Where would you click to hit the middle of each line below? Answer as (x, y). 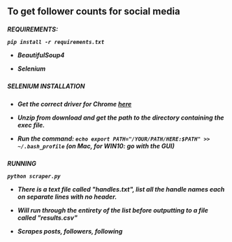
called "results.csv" (48, 218)
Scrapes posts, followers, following (70, 232)
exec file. (31, 124)
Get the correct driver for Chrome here (74, 104)
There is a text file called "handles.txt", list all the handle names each (121, 190)
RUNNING (22, 164)
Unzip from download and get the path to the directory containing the (121, 118)
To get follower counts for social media (94, 12)
